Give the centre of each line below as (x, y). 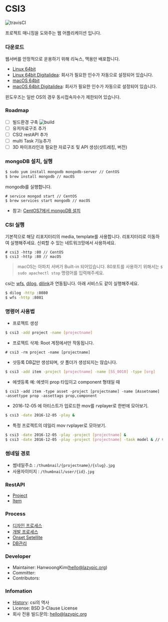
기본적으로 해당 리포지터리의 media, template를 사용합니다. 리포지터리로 (76, 237)
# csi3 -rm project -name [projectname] (48, 353)
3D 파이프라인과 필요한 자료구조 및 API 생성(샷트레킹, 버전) (70, 147)
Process (15, 514)
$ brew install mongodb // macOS (40, 177)
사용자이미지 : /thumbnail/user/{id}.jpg (53, 471)
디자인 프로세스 (27, 525)
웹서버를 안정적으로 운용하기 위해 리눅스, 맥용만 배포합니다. (62, 59)
